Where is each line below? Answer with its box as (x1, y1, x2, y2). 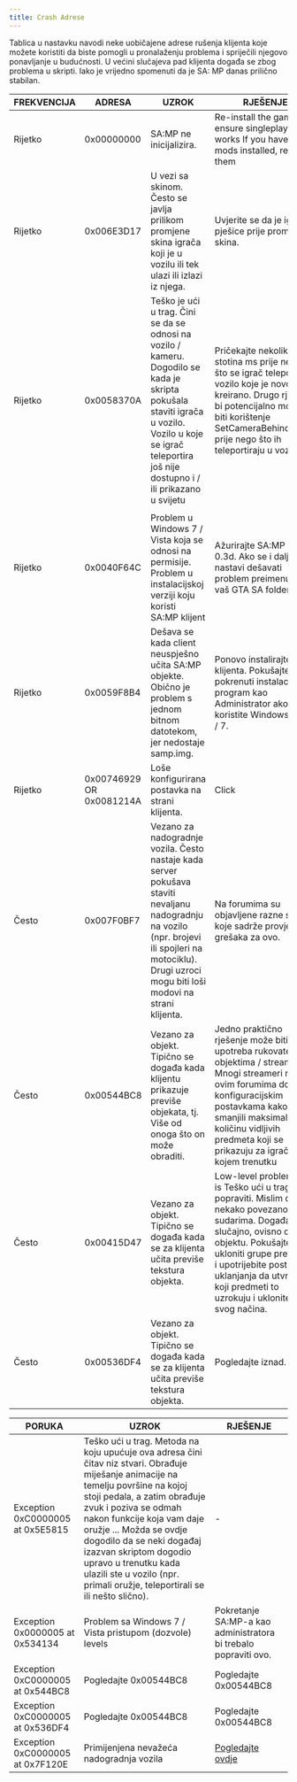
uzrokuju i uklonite (214, 1292, 291, 1304)
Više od (149, 1116, 183, 1129)
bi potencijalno (214, 399, 276, 412)
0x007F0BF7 (84, 914, 141, 926)
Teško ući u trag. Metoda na (83, 1435, 200, 1447)
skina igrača (149, 235, 202, 248)
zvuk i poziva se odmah (83, 1501, 182, 1514)
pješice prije (214, 225, 265, 237)
